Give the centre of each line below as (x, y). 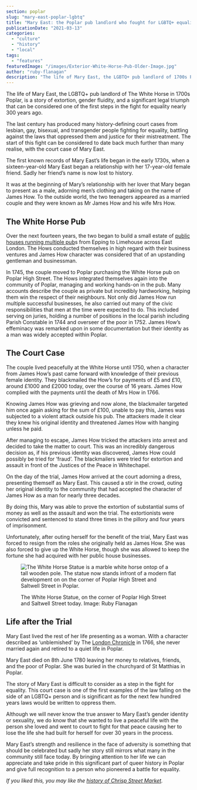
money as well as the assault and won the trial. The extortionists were (90, 513)
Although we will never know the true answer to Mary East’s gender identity (97, 714)
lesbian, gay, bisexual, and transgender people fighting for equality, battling (97, 131)
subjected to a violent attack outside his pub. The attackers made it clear (94, 416)
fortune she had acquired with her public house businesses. (79, 555)
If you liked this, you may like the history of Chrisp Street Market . (84, 781)
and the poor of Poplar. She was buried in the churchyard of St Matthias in (96, 666)
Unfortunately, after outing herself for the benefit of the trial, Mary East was (97, 536)
